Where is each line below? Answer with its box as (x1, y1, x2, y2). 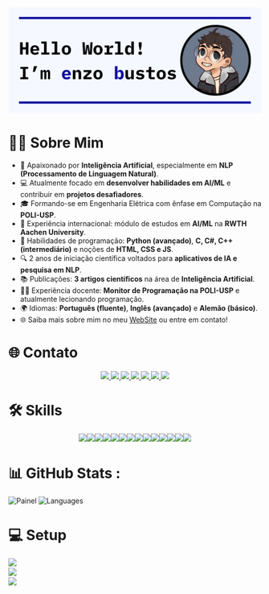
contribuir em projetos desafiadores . (19, 189, 145, 199)
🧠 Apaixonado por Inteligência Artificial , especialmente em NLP (19, 160, 234, 170)
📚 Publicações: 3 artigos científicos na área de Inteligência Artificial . (19, 274, 255, 283)
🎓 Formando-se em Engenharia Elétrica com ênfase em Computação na (19, 198, 262, 208)
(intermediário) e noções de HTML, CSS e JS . (19, 244, 174, 254)
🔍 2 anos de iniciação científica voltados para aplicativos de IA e (19, 253, 238, 263)
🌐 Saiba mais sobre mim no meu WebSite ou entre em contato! (19, 315, 229, 324)
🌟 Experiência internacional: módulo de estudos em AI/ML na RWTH (19, 218, 247, 228)
